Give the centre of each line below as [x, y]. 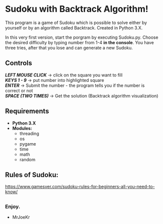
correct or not [19, 90]
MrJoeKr [21, 217]
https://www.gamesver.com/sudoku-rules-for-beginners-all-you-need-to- [80, 187]
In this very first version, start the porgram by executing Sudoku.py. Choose [82, 37]
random [27, 159]
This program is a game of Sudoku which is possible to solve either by [76, 23]
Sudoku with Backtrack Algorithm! [77, 9]
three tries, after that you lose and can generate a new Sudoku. [69, 48]
